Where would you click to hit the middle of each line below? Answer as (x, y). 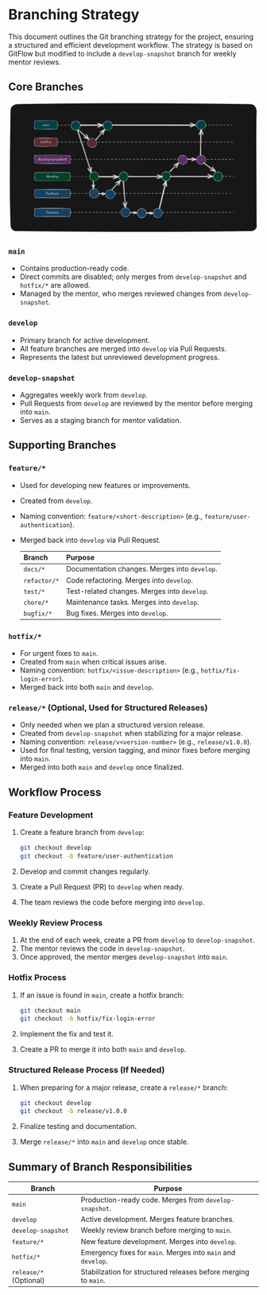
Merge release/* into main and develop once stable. (104, 1142)
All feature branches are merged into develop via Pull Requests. (123, 348)
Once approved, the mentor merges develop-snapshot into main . (124, 957)
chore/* (36, 603)
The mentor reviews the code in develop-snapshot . (102, 948)
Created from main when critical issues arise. (93, 662)
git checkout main (50, 1010)
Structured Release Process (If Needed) (87, 1070)
